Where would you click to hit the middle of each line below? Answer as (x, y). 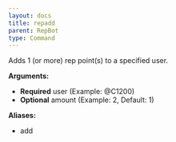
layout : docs (30, 16)
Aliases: (22, 116)
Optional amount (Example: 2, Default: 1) (87, 100)
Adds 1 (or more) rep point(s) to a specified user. (88, 61)
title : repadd (32, 23)
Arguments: (29, 76)
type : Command (32, 38)
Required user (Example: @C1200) (77, 92)
